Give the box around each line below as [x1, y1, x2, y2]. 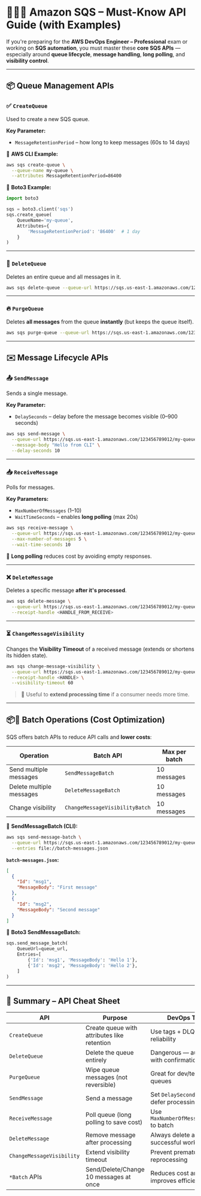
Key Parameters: [6, 496, 49, 503]
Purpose [102, 1014, 127, 1022]
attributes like [86, 1031, 124, 1040]
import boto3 [6, 195, 39, 201]
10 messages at [86, 1173, 131, 1181]
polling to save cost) [86, 1118, 142, 1126]
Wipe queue [86, 1066, 120, 1074]
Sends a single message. [6, 389, 68, 397]
